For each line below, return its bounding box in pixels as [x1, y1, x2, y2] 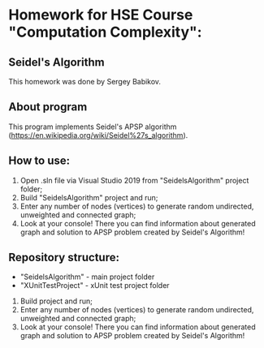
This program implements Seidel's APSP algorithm [8, 122, 177, 131]
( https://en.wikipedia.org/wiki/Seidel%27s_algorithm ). [8, 130, 188, 140]
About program [8, 100, 88, 114]
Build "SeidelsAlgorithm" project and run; [19, 192, 158, 202]
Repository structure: [8, 251, 120, 264]
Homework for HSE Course [8, 6, 193, 24]
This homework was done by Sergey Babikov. [8, 77, 161, 86]
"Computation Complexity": [8, 23, 202, 41]
